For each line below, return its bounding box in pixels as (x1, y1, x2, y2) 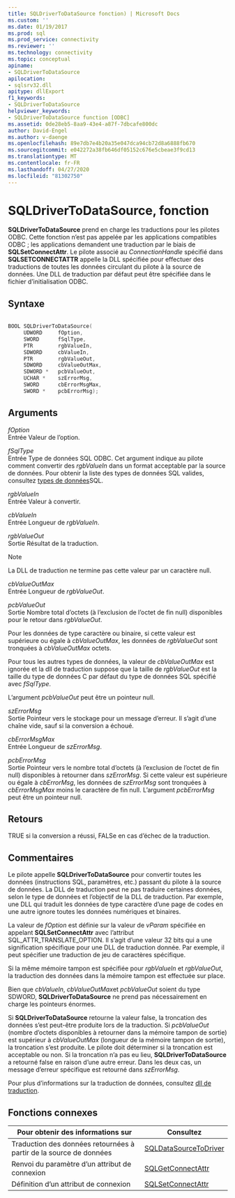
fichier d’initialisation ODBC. (8, 277, 89, 286)
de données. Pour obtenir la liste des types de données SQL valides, (8, 468, 204, 477)
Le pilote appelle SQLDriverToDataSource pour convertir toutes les (8, 871, 202, 879)
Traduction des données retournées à (11, 1139, 135, 1148)
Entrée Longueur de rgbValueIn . (8, 518, 100, 526)
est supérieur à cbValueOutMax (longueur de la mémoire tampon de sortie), (8, 1036, 226, 1044)
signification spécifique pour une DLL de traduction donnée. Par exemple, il (8, 943, 225, 952)
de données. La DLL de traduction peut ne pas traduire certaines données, (8, 885, 222, 894)
